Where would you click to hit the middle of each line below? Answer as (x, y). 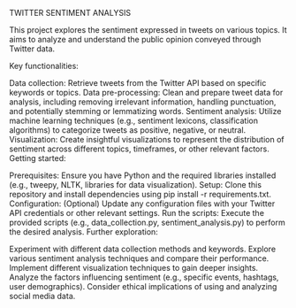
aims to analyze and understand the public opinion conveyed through (135, 39)
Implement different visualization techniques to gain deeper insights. (134, 268)
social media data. (42, 296)
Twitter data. (32, 49)
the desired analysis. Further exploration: (84, 232)
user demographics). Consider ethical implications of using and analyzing (143, 286)
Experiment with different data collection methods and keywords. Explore (143, 249)
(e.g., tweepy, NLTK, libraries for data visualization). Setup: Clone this (136, 185)
